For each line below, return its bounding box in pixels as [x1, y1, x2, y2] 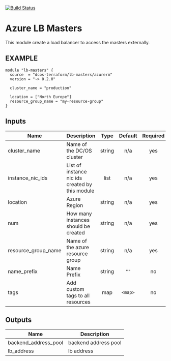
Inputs [5, 117, 26, 126]
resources [66, 298, 91, 305]
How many [66, 210, 92, 217]
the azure [66, 244, 89, 251]
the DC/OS [66, 147, 92, 154]
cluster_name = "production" [10, 85, 72, 91]
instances [66, 216, 90, 223]
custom [66, 285, 84, 292]
